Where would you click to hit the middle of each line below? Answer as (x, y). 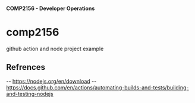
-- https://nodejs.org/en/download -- (51, 81)
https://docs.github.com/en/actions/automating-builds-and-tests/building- (97, 88)
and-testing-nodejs (30, 94)
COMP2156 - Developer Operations (51, 8)
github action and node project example (55, 49)
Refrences (26, 67)
